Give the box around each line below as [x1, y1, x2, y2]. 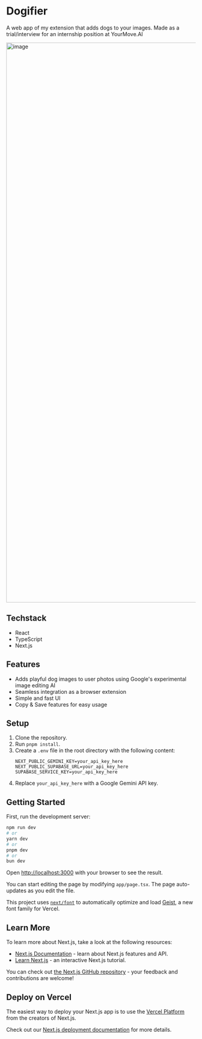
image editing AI [14, 681, 56, 689]
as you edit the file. [28, 887, 75, 894]
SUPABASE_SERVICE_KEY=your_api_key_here [14, 769, 118, 775]
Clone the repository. [14, 734, 67, 741]
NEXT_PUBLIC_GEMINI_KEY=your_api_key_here [14, 759, 123, 765]
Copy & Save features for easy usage [14, 700, 108, 708]
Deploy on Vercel [6, 992, 72, 1002]
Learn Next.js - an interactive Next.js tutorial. [14, 957, 126, 964]
